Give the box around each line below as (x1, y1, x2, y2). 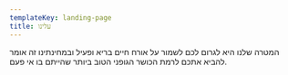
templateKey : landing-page (9, 13, 112, 23)
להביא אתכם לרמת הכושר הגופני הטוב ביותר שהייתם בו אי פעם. (9, 56, 228, 67)
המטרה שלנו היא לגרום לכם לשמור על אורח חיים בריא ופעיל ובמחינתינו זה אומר (9, 46, 280, 57)
